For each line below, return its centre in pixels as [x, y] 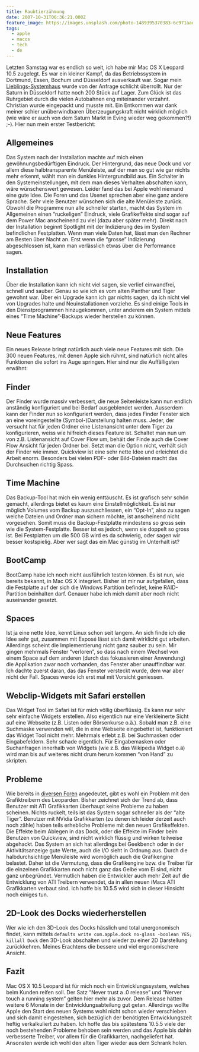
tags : [13, 28]
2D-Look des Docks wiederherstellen [76, 913]
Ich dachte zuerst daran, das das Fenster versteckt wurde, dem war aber [95, 671]
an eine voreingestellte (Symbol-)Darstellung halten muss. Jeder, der [90, 420]
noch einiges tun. [27, 894]
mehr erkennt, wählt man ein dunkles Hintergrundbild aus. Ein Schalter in [95, 176]
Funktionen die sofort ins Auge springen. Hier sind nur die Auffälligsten [93, 362]
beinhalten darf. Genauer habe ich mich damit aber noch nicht [103, 593]
